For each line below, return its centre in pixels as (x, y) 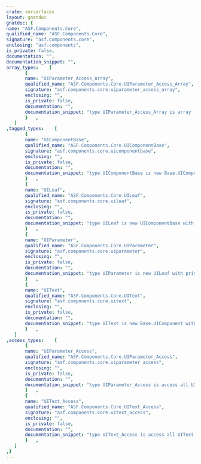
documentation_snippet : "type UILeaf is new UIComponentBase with (109, 223)
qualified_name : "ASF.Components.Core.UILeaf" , (85, 195)
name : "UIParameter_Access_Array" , (69, 78)
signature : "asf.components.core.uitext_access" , (88, 413)
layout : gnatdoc (26, 17)
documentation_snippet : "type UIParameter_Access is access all (106, 385)
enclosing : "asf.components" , (44, 46)
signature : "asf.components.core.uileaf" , (79, 201)
